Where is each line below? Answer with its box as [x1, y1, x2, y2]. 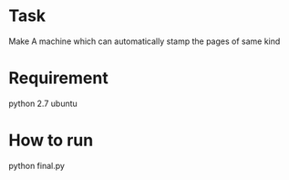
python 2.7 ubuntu [8, 98, 78, 109]
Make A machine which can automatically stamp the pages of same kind [8, 36, 281, 47]
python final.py [8, 160, 66, 171]
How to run [8, 130, 94, 151]
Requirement [8, 68, 108, 89]
